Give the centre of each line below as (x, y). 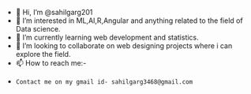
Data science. (38, 29)
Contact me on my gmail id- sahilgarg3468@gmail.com (104, 82)
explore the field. (43, 54)
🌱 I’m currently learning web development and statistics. (107, 37)
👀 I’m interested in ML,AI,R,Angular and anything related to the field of (129, 21)
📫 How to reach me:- (51, 63)
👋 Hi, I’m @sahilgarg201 (54, 12)
